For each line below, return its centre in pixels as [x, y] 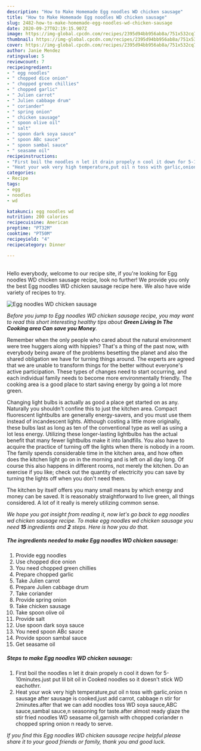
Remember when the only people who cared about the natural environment [99, 340]
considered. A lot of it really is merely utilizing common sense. [83, 502]
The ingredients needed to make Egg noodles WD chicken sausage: [92, 541]
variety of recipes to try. [36, 292]
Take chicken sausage [43, 606]
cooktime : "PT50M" [30, 234]
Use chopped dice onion [46, 562]
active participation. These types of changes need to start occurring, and [97, 372]
